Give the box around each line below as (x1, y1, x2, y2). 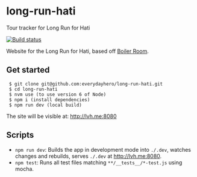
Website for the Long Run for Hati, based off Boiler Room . (6, 47, 149, 55)
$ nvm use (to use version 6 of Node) (8, 92, 107, 98)
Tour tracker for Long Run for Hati (6, 24, 90, 31)
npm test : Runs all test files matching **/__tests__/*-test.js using (14, 158, 183, 166)
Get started (6, 65, 50, 75)
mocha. (14, 165, 34, 172)
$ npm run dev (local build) (8, 102, 83, 108)
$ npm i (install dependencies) (8, 96, 90, 103)
